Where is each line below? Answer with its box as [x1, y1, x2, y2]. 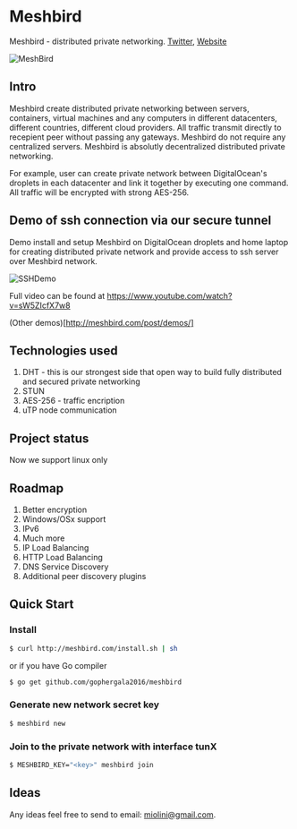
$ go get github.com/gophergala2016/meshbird [9, 678, 182, 687]
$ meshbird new [9, 719, 66, 728]
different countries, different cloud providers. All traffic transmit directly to [9, 122, 282, 132]
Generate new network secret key [9, 698, 159, 711]
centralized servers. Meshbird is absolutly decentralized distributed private [9, 141, 286, 151]
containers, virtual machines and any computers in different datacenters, [9, 112, 277, 123]
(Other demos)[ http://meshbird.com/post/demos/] [9, 317, 194, 328]
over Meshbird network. [9, 255, 98, 266]
